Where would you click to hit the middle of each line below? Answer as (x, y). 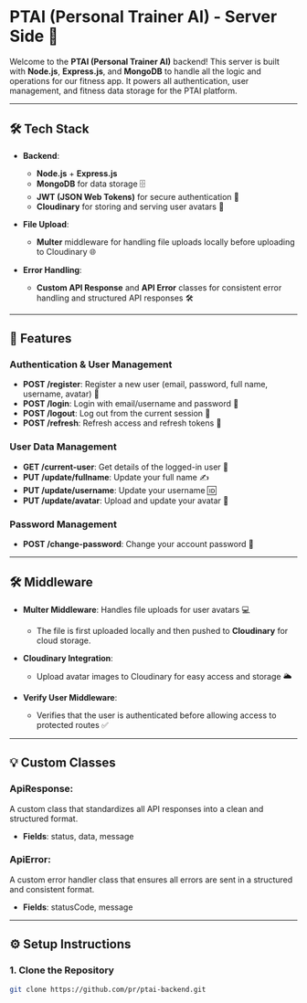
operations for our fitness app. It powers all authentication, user (129, 80)
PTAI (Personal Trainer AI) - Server (143, 17)
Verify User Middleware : (70, 697)
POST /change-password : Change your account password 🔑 (138, 544)
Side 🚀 (34, 36)
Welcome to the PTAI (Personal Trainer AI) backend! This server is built (145, 61)
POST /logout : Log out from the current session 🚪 (116, 414)
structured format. (44, 818)
